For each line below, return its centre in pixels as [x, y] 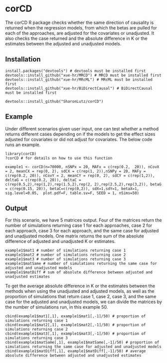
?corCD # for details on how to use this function [59, 158]
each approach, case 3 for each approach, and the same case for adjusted [82, 231]
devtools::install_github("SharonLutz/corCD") [54, 101]
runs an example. [23, 145]
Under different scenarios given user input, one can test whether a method [82, 129]
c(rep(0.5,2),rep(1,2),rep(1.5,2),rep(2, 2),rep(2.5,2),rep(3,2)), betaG [83, 184]
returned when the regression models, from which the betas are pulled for [81, 27]
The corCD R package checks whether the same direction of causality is [80, 22]
